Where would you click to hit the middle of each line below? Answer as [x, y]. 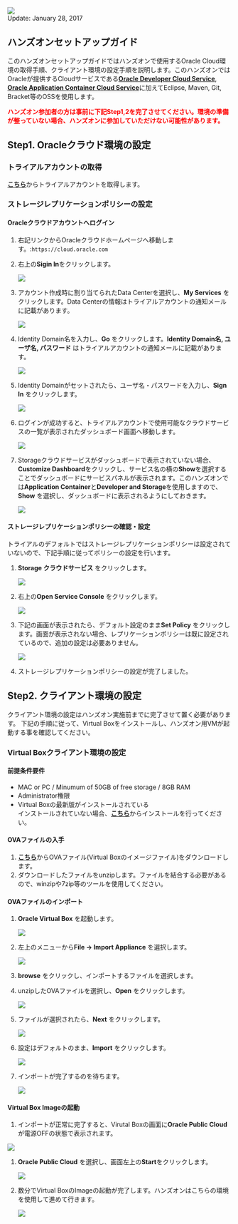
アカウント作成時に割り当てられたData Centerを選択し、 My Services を [123, 292]
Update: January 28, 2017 [45, 18]
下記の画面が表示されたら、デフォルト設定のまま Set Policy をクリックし [124, 624]
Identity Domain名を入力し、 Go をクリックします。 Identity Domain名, [120, 339]
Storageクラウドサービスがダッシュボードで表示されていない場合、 [116, 460]
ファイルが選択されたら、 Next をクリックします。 [91, 1019]
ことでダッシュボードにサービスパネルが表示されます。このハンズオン [120, 478]
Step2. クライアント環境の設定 [75, 696]
